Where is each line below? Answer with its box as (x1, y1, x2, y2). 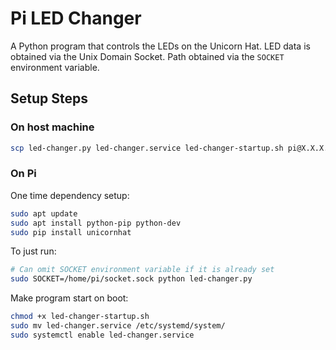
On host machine (10, 120, 95, 134)
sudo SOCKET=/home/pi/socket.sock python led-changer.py (10, 274, 253, 284)
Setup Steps (10, 90, 88, 107)
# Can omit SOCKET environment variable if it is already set (10, 265, 275, 275)
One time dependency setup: (10, 189, 130, 201)
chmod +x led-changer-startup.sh (10, 312, 150, 322)
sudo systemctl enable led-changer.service (10, 330, 195, 340)
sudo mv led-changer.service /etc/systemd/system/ (10, 321, 226, 331)
